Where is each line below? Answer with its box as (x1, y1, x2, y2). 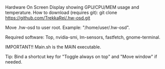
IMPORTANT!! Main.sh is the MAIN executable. (5, 44, 101, 49)
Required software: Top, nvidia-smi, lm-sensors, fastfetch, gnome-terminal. (5, 34, 160, 40)
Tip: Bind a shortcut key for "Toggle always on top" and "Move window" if (5, 53, 157, 59)
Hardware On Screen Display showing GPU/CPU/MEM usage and (5, 4, 139, 10)
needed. (5, 59, 22, 64)
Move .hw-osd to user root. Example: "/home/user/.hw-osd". (5, 24, 130, 30)
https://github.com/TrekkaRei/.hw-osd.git (5, 15, 90, 20)
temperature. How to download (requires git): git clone (5, 9, 117, 15)
